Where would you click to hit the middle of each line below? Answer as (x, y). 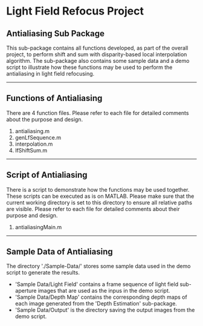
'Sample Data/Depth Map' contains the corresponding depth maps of (101, 297)
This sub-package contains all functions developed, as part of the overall (97, 48)
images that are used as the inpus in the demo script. (104, 291)
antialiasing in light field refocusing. (50, 73)
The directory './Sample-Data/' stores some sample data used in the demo (98, 266)
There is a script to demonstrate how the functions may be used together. (98, 189)
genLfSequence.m (38, 137)
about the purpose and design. (45, 119)
